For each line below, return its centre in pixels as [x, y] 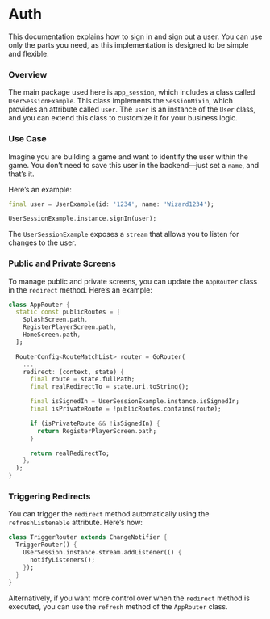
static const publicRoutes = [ [68, 312]
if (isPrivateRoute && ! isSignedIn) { [95, 423]
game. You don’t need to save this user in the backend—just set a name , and [134, 165]
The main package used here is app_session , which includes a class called [132, 92]
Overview [28, 74]
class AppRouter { [39, 305]
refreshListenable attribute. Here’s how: [76, 523]
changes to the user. [42, 242]
